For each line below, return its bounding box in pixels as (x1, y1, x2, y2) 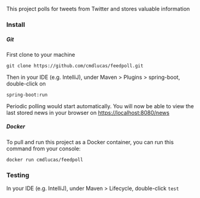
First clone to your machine (6, 51, 75, 58)
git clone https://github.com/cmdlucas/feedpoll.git (6, 62, 144, 69)
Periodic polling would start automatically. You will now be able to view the (6, 102, 194, 109)
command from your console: (6, 145, 81, 152)
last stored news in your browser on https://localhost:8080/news (6, 109, 170, 116)
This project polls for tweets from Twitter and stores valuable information (6, 5, 190, 12)
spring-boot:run (6, 92, 48, 98)
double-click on (6, 79, 46, 87)
